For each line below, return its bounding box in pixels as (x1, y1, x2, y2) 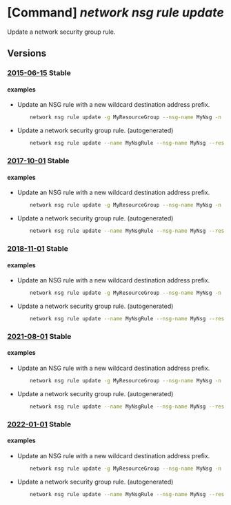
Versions (7, 48, 47, 59)
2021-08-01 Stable (7, 331, 72, 341)
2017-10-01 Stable (7, 156, 70, 166)
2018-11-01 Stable (7, 244, 69, 253)
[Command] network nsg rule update (7, 5, 224, 21)
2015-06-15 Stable (7, 68, 71, 78)
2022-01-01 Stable (7, 419, 72, 429)
